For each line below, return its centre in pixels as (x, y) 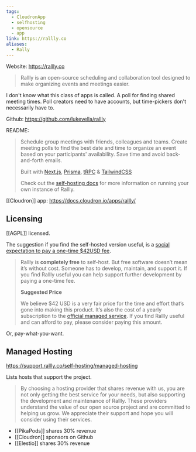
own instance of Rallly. (47, 189)
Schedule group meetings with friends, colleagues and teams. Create (104, 142)
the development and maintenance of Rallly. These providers (94, 401)
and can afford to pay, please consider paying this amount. (91, 322)
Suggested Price (41, 292)
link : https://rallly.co (36, 39)
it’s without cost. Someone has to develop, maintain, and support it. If (104, 268)
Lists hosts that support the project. (49, 377)
